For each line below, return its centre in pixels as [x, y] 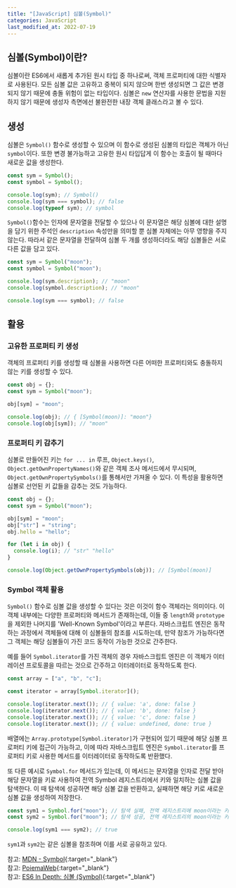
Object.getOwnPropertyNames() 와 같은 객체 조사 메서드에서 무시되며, [102, 469]
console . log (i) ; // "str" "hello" [64, 551]
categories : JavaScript [42, 20]
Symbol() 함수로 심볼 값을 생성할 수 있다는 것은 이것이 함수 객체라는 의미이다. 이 [116, 606]
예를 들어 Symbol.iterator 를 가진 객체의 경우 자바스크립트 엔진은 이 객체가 [110, 657]
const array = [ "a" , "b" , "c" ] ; [54, 679]
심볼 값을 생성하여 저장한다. [45, 797]
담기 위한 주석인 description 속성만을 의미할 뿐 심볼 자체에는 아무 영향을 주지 [120, 231]
